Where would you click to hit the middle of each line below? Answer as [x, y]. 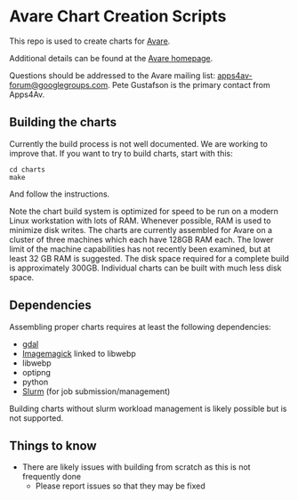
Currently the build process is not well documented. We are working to [139, 143]
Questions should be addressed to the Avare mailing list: [113, 75]
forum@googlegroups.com [59, 85]
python [35, 382]
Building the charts [63, 122]
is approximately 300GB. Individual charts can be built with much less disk [145, 268]
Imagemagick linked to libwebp [79, 353]
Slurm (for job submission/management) [96, 391]
